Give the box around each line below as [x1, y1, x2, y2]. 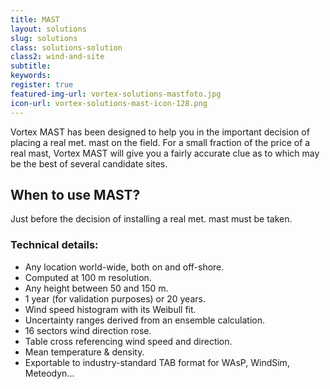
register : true [10, 80, 74, 90]
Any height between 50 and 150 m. [24, 282, 169, 294]
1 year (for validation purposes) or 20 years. [24, 292, 206, 305]
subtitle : [10, 61, 52, 71]
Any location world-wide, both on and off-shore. [24, 261, 225, 273]
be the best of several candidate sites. [10, 157, 168, 170]
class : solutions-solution [10, 42, 123, 53]
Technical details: [10, 238, 99, 252]
